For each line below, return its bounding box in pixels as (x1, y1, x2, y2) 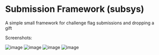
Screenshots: (5, 35, 32, 41)
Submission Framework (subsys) (5, 3, 145, 15)
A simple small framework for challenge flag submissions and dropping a (5, 20, 155, 26)
